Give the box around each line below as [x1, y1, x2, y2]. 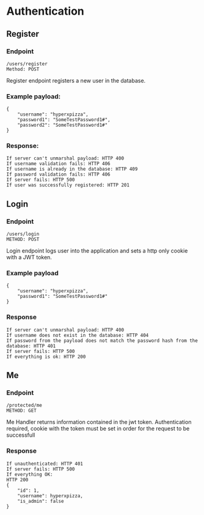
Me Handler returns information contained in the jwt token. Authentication [6, 418, 192, 426]
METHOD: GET [6, 408, 37, 414]
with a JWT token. [6, 254, 52, 261]
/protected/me [6, 402, 43, 409]
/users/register [6, 61, 48, 67]
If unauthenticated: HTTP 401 [6, 461, 84, 467]
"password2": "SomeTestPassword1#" [17, 122, 108, 128]
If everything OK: [6, 471, 53, 478]
